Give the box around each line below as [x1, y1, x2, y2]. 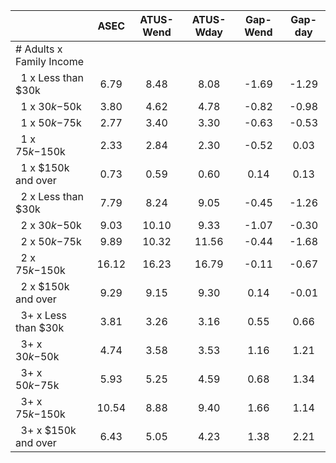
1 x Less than [20, 71, 84, 84]
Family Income [15, 55, 84, 68]
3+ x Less [20, 309, 67, 322]
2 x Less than [20, 190, 84, 203]
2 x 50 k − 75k [20, 235, 82, 248]
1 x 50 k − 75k [20, 116, 82, 129]
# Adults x [15, 42, 63, 56]
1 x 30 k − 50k [20, 100, 82, 113]
